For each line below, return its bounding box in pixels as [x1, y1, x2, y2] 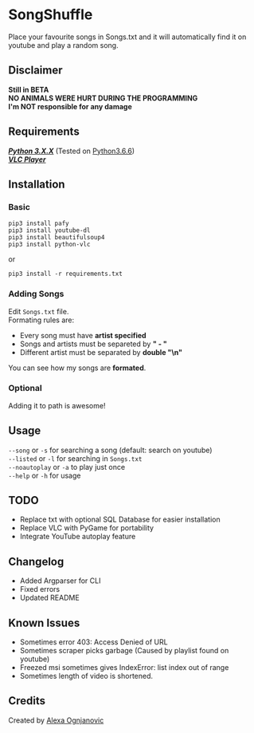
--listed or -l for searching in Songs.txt [8, 453, 143, 463]
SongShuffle [8, 6, 93, 24]
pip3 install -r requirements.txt [8, 270, 123, 278]
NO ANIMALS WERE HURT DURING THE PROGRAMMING [8, 93, 198, 103]
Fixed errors [19, 585, 61, 594]
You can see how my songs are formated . [8, 363, 147, 372]
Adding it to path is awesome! [8, 400, 106, 410]
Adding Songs [8, 289, 64, 300]
